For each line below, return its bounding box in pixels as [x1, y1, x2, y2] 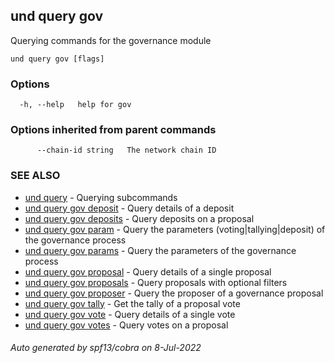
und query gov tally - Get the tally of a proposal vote [24, 297, 241, 309]
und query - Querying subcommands [24, 191, 178, 203]
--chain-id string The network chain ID [36, 145, 217, 156]
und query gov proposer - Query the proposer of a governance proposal [24, 287, 324, 299]
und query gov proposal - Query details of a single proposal [24, 265, 272, 278]
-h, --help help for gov [19, 100, 132, 110]
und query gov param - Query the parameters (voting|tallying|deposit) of [24, 223, 326, 235]
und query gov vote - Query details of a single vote [24, 308, 236, 320]
